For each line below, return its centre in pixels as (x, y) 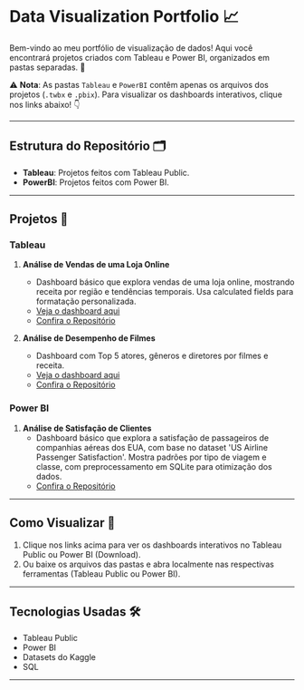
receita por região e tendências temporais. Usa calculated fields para (165, 292)
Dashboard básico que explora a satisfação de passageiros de (152, 437)
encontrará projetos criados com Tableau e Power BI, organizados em (139, 57)
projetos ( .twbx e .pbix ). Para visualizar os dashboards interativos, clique (146, 94)
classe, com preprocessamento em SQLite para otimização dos (154, 466)
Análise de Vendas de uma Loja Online (96, 265)
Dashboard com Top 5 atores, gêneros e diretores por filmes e (152, 356)
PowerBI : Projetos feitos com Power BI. (95, 182)
